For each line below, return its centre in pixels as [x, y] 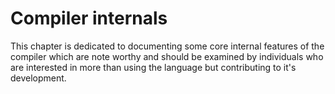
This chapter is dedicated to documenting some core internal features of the [167, 46]
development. [38, 78]
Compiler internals [89, 18]
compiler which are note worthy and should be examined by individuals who [167, 56]
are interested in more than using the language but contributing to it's [153, 67]
